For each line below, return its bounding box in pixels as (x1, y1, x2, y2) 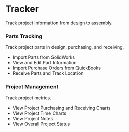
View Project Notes (12, 115, 54, 121)
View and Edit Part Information (12, 60, 77, 66)
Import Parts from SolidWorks (12, 54, 75, 60)
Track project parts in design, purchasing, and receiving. (5, 44, 124, 50)
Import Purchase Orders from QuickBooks (12, 65, 101, 71)
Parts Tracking (5, 33, 42, 40)
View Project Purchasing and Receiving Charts (12, 104, 111, 111)
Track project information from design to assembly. (5, 20, 113, 26)
